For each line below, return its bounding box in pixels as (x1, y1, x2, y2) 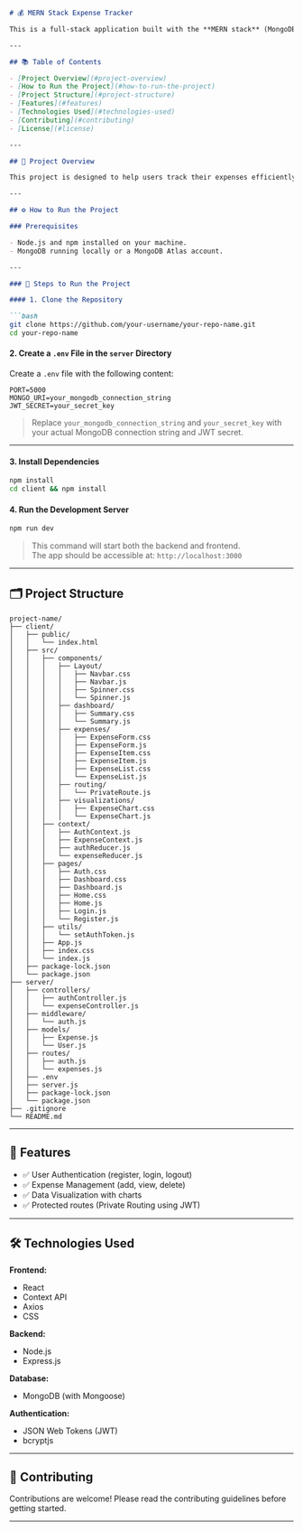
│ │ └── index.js (9, 954, 91, 963)
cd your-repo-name (9, 329, 78, 338)
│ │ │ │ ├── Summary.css (9, 709, 135, 718)
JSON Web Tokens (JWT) (22, 1425, 119, 1436)
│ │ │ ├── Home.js (9, 899, 103, 908)
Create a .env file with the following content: (9, 369, 174, 379)
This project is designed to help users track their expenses (9, 173, 248, 182)
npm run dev (9, 524, 54, 533)
